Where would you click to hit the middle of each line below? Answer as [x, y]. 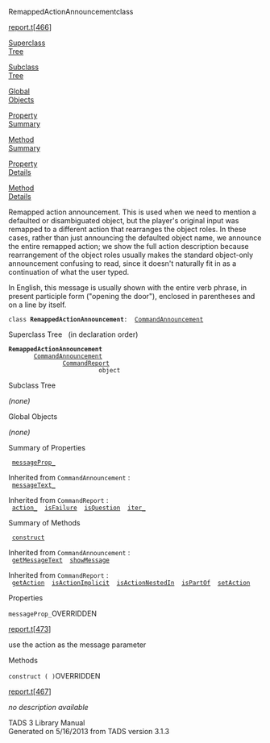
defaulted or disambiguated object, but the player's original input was [124, 220]
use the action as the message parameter [77, 645]
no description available [48, 707]
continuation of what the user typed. [69, 272]
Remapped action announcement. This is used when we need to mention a [132, 212]
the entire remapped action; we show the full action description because [129, 246]
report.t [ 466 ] [30, 27]
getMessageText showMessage [61, 560]
